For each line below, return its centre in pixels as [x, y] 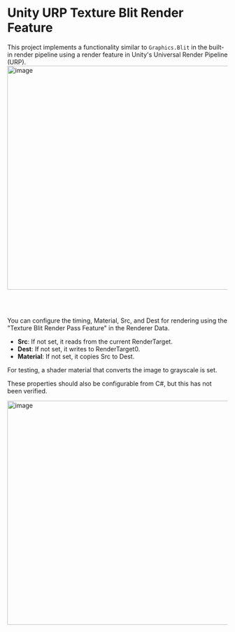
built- [216, 47]
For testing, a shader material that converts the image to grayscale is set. [112, 370]
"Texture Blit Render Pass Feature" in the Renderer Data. [88, 328]
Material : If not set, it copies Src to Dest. [76, 356]
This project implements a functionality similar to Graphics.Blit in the [107, 47]
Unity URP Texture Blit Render [95, 13]
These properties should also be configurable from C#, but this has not [109, 384]
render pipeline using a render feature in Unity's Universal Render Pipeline [121, 55]
